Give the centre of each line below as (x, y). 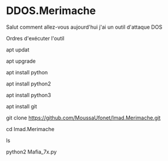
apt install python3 (28, 95)
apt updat (18, 49)
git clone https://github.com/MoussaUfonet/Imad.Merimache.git (83, 118)
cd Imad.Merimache (30, 129)
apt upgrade (21, 61)
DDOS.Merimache (51, 11)
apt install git (21, 106)
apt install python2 (28, 84)
